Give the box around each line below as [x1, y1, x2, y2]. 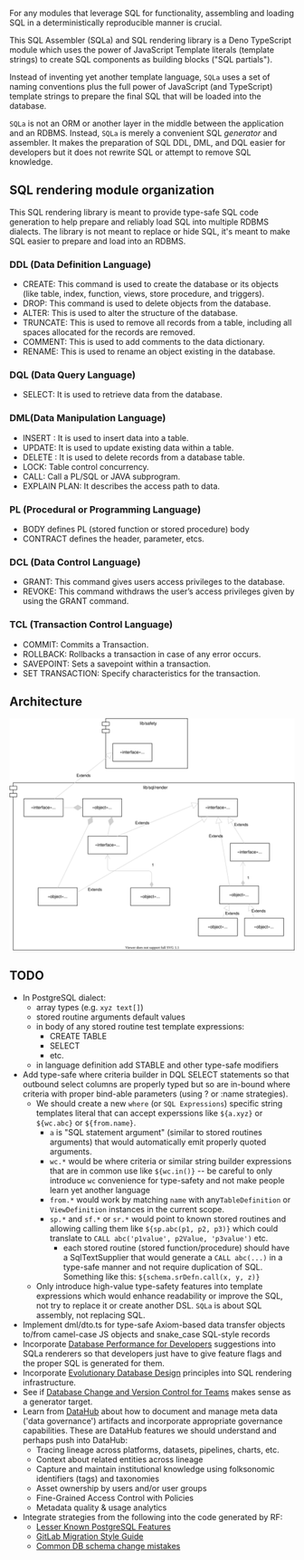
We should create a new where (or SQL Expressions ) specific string [35, 1097, 283, 1108]
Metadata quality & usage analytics [35, 1502, 167, 1513]
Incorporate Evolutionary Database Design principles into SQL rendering [22, 1367, 292, 1378]
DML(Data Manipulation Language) [9, 412, 166, 425]
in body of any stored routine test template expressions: [35, 1020, 245, 1031]
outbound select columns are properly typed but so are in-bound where [22, 1078, 291, 1089]
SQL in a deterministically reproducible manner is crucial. [9, 17, 223, 28]
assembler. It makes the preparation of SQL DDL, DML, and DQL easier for [9, 138, 286, 148]
